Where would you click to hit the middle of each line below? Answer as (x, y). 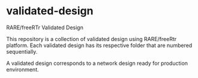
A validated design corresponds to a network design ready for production (97, 63)
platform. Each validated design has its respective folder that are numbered (99, 45)
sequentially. (22, 51)
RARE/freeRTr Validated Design (45, 27)
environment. (22, 69)
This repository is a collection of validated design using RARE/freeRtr (91, 39)
